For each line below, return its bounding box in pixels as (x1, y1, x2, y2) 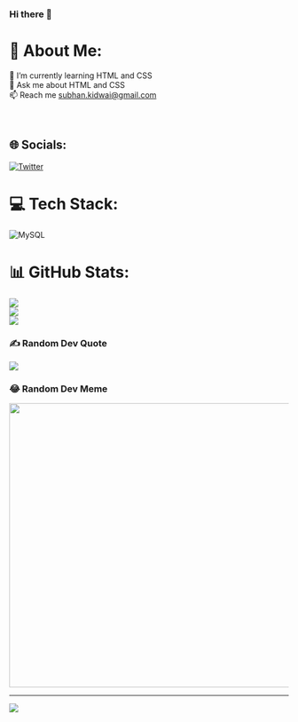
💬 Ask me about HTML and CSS (9, 79, 126, 90)
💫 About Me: (9, 41, 103, 61)
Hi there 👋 (9, 8, 53, 20)
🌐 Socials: (9, 138, 67, 153)
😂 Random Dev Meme (9, 382, 108, 394)
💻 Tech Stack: (9, 194, 119, 214)
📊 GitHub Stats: (9, 262, 130, 282)
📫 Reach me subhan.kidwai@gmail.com (9, 89, 157, 100)
